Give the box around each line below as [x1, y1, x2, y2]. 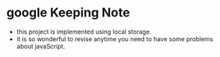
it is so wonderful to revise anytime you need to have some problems [16, 34, 214, 43]
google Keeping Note [6, 5, 131, 21]
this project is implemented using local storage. [16, 27, 152, 36]
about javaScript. [16, 42, 66, 50]
